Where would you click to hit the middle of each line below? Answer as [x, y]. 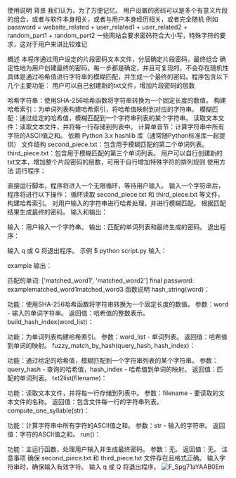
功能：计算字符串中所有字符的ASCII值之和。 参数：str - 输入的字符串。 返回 [116, 425]
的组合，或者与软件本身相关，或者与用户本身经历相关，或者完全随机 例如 [113, 19]
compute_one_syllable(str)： [48, 411]
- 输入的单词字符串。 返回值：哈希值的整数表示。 [78, 313]
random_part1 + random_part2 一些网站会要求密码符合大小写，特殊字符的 [113, 35]
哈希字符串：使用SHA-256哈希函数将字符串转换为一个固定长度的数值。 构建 [117, 100]
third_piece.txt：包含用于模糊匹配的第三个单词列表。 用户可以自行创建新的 [115, 153]
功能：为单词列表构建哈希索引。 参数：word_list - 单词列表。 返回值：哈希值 [118, 337]
